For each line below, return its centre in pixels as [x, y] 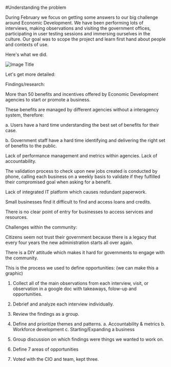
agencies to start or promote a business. [48, 100]
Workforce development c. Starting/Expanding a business [73, 329]
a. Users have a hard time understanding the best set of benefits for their [82, 125]
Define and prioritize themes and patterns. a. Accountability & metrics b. [89, 324]
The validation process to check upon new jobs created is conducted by [81, 171]
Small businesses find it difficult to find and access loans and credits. [78, 202]
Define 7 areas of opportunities [46, 349]
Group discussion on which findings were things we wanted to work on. [88, 339]
